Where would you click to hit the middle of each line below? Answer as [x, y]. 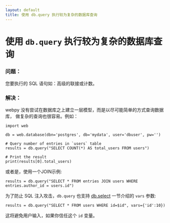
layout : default [22, 10]
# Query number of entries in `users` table [53, 144]
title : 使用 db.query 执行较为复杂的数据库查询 [52, 15]
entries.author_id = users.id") [40, 186]
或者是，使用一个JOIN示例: [34, 172]
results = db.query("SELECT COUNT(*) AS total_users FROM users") [77, 148]
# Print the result [26, 157]
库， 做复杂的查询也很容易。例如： [42, 116]
